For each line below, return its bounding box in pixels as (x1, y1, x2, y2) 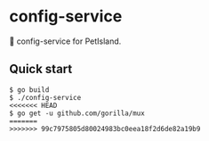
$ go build (9, 85, 50, 95)
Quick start (9, 62, 73, 77)
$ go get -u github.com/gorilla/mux (9, 109, 145, 118)
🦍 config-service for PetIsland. (9, 36, 122, 46)
